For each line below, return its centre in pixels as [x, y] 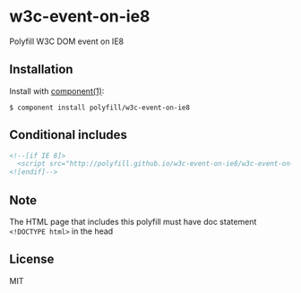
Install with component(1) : [57, 90]
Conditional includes [68, 135]
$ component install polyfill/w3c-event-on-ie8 [100, 108]
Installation [41, 69]
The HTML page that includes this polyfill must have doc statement [133, 222]
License [32, 259]
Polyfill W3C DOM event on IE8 [66, 41]
